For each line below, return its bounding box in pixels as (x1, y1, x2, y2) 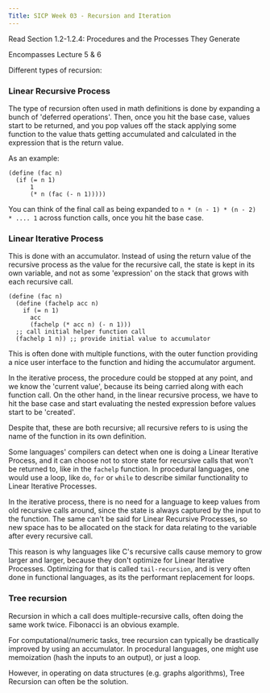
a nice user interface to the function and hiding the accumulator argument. (8, 358, 256, 367)
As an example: (8, 153, 60, 163)
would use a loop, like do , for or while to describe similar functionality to (8, 473, 248, 483)
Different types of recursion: (8, 65, 102, 75)
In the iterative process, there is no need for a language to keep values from (8, 497, 260, 507)
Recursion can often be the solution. (8, 676, 129, 686)
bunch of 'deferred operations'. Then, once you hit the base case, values (8, 112, 251, 122)
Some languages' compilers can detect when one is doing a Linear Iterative (8, 447, 260, 457)
